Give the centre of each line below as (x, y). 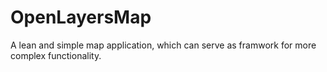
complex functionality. (56, 55)
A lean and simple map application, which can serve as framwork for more (163, 45)
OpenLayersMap (81, 17)
